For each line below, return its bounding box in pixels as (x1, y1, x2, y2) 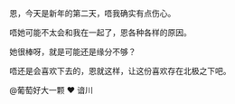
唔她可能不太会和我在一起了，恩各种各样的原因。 (9, 27, 192, 38)
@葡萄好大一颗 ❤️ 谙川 (9, 85, 93, 95)
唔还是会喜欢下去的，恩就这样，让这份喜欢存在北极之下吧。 (9, 66, 231, 76)
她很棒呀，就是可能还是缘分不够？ (9, 46, 136, 57)
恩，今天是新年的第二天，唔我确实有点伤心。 (9, 8, 176, 18)
